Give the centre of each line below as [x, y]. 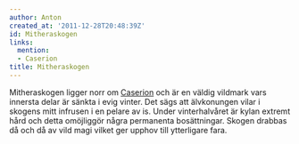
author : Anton [36, 17]
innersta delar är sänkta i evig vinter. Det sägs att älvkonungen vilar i [135, 101]
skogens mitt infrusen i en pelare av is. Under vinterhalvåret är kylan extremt [150, 111]
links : [21, 42]
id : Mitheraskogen [43, 34]
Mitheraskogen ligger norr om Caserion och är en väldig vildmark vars [138, 92]
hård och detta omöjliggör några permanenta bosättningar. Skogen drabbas [148, 120]
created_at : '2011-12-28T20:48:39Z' [77, 26]
